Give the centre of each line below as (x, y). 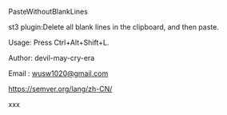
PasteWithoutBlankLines (48, 12)
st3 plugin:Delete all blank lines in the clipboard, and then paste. (114, 27)
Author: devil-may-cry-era (52, 58)
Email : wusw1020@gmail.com (58, 73)
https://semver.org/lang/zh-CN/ (60, 89)
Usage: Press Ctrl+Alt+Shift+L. (59, 42)
